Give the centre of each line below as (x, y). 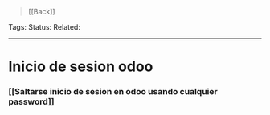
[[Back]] (41, 12)
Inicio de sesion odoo (81, 67)
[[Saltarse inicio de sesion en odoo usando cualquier (113, 92)
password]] (31, 101)
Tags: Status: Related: (44, 27)
